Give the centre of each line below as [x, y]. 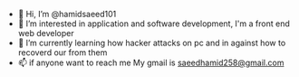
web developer [46, 33]
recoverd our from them [63, 53]
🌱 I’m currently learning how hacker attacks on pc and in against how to [152, 43]
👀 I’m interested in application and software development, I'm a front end [154, 24]
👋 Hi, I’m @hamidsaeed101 [67, 14]
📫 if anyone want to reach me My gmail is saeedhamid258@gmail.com [151, 63]
